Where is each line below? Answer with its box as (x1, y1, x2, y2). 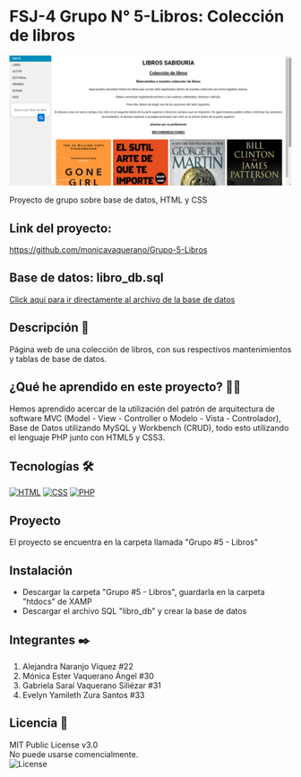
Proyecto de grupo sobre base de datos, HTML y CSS (9, 194, 208, 205)
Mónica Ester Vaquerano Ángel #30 (21, 670, 154, 681)
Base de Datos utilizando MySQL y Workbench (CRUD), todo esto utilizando (9, 422, 289, 433)
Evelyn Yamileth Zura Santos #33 (21, 689, 145, 700)
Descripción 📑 (9, 320, 90, 335)
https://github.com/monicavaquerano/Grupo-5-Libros (9, 245, 208, 255)
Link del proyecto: (9, 220, 112, 236)
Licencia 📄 (9, 715, 69, 731)
